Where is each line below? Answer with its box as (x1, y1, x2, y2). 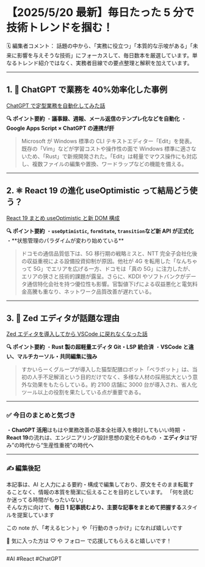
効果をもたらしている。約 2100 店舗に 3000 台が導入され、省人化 (32, 381, 198, 388)
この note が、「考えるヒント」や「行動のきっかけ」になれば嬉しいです (6, 524, 183, 531)
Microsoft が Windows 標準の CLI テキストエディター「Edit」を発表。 (21, 137, 195, 144)
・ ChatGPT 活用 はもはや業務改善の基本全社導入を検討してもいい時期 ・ (6, 426, 187, 433)
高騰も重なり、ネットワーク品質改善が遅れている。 (26, 288, 155, 295)
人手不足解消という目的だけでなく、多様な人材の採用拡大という (32, 373, 193, 381)
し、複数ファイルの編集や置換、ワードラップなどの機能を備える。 (21, 160, 187, 168)
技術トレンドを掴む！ (6, 21, 114, 35)
